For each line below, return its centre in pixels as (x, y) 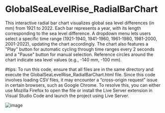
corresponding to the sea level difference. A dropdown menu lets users (78, 33)
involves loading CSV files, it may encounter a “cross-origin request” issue (81, 80)
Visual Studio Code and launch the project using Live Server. (67, 96)
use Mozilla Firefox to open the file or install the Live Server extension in (79, 90)
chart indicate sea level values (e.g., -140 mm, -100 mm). (63, 59)
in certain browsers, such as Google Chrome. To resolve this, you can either (83, 85)
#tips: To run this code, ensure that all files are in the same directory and (80, 69)
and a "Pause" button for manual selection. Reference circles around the (79, 54)
